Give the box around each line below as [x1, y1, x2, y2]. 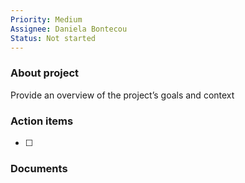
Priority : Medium [10, 14, 83, 25]
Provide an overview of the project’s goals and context [10, 89, 235, 101]
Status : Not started [10, 33, 97, 43]
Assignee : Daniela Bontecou [10, 24, 128, 34]
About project [10, 66, 80, 80]
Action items [10, 114, 74, 128]
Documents [10, 161, 68, 175]
